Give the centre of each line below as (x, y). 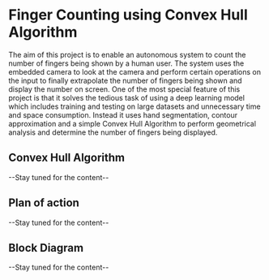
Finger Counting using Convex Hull (128, 15)
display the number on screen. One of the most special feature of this (124, 89)
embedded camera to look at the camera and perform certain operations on (135, 71)
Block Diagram (46, 248)
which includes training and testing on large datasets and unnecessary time (134, 106)
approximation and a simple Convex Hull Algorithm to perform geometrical (132, 123)
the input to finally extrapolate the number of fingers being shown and (125, 80)
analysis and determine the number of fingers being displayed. (113, 132)
